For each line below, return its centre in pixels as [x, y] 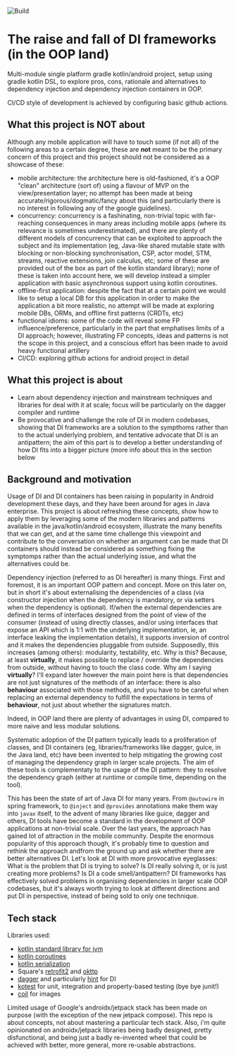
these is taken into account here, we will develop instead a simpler [114, 275]
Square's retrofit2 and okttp [58, 971]
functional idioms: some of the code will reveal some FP [99, 320]
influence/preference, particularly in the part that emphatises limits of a [121, 328]
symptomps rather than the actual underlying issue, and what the [102, 556]
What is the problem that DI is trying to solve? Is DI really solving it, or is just [117, 866]
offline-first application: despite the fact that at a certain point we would [122, 290]
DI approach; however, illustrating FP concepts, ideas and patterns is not [123, 335]
